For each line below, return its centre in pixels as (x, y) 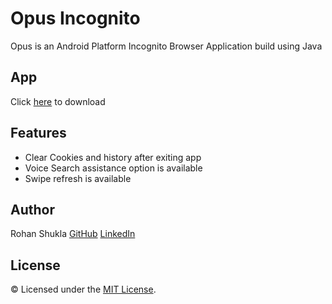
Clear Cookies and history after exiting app (113, 157)
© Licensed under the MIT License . (83, 289)
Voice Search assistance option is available (113, 168)
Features (38, 133)
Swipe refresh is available (78, 178)
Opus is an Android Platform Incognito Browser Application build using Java (166, 46)
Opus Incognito (75, 18)
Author (32, 209)
